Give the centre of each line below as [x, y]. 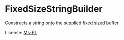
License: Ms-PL [21, 32]
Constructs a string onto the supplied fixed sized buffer [62, 23]
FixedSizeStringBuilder [54, 9]
